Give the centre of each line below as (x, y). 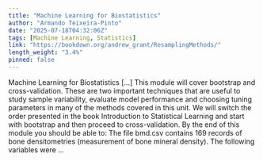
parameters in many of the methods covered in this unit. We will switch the (130, 107)
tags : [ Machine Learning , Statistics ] (72, 38)
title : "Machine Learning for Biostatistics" (84, 15)
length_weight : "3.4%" (46, 52)
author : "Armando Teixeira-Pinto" (65, 23)
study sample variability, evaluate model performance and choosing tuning (130, 99)
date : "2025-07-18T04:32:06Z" (58, 30)
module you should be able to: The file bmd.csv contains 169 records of (126, 132)
